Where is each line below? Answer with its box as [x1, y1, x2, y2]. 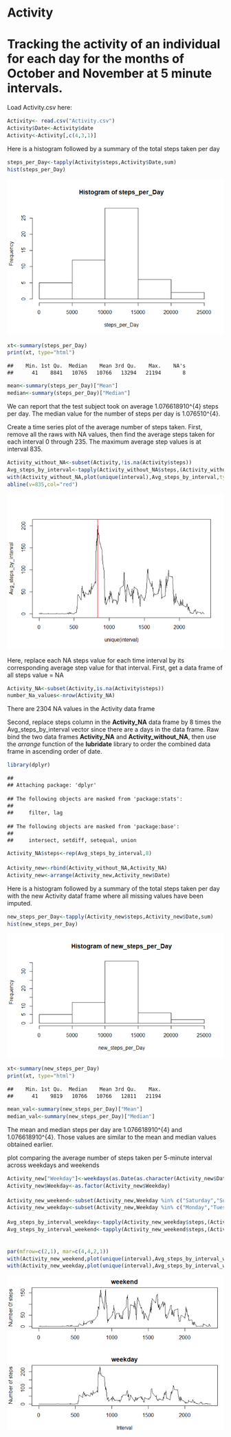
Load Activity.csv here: [7, 104, 72, 112]
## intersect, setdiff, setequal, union [7, 837, 137, 844]
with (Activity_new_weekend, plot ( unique [7, 1255, 122, 1262]
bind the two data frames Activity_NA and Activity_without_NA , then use [7, 733, 217, 741]
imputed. [7, 899, 32, 907]
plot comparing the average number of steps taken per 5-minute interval [7, 1153, 212, 1162]
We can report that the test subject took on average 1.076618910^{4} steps [7, 402, 219, 410]
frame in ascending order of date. [7, 747, 102, 756]
